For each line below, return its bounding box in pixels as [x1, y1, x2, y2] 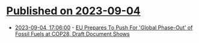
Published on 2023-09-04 [6, 4, 141, 18]
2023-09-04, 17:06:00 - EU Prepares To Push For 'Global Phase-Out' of [14, 24, 193, 31]
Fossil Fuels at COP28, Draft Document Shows [14, 30, 130, 37]
